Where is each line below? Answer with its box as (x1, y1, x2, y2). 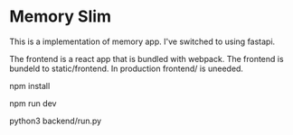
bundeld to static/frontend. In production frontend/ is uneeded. (9, 63, 244, 74)
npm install (9, 80, 51, 91)
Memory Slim (9, 6, 111, 27)
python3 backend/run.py (9, 115, 102, 126)
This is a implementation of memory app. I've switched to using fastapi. (9, 36, 276, 47)
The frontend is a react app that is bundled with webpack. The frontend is (9, 53, 284, 64)
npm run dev (9, 97, 57, 109)
